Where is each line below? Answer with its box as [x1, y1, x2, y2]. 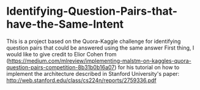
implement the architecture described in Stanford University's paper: [6, 70, 180, 77]
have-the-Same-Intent [6, 17, 124, 31]
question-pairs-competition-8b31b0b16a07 [6, 63, 115, 71]
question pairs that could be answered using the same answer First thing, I [6, 44, 194, 51]
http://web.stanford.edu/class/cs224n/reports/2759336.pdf [6, 77, 157, 84]
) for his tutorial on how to [114, 63, 180, 71]
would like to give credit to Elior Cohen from [6, 50, 117, 58]
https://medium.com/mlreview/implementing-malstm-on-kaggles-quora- [8, 57, 191, 64]
